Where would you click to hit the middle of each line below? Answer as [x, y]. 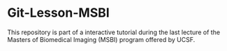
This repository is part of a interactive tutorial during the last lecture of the [114, 32]
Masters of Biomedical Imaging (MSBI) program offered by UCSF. [101, 39]
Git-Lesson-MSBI [58, 13]
